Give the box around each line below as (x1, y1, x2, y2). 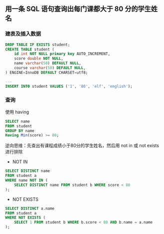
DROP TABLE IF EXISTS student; (5, 42, 70, 47)
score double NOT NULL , (14, 56, 64, 61)
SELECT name (5, 119, 30, 124)
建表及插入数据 (5, 31, 41, 38)
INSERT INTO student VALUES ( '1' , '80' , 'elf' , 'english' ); (5, 84, 133, 89)
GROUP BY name (5, 128, 35, 133)
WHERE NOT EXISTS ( (5, 215, 46, 220)
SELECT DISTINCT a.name (5, 206, 55, 211)
